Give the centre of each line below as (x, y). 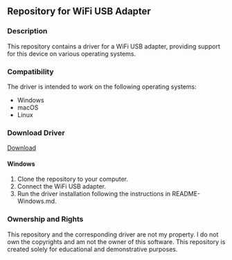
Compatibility (30, 71)
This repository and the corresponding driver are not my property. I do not (113, 234)
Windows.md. (37, 201)
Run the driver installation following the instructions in (94, 194)
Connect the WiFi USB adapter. (61, 187)
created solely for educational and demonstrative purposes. (92, 249)
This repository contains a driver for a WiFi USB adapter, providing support (114, 46)
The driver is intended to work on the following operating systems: (102, 87)
